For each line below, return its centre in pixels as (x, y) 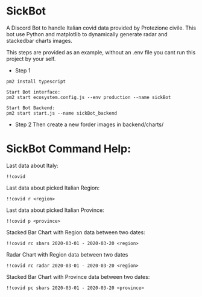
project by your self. (31, 59)
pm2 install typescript (36, 81)
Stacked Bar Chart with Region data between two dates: (76, 232)
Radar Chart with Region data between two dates (67, 254)
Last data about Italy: (33, 165)
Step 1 (23, 70)
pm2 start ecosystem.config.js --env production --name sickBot (89, 97)
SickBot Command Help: (69, 149)
